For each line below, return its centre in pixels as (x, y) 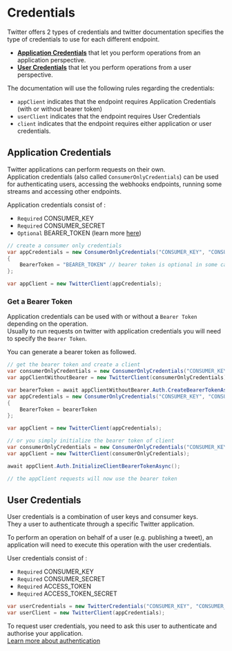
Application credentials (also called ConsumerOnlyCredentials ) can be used (113, 176)
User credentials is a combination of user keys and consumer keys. (103, 517)
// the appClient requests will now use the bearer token (92, 479)
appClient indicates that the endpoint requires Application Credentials (116, 101)
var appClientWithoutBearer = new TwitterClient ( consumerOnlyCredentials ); (118, 378)
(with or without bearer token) (59, 109)
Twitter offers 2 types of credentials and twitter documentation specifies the (116, 32)
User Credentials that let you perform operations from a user (104, 67)
